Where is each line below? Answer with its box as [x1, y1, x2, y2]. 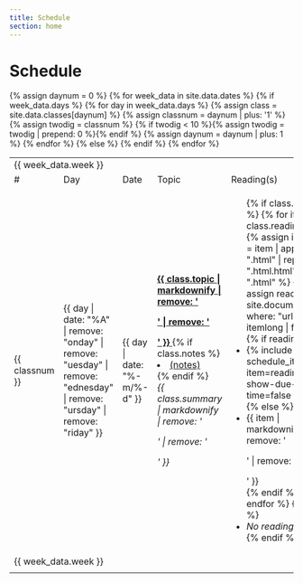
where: [246, 310, 276, 323]
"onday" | [62, 336, 104, 349]
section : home [9, 22, 63, 31]
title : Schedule [9, 13, 70, 23]
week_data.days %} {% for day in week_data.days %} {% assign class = [9, 100, 278, 111]
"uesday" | [62, 359, 109, 371]
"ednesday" [62, 381, 115, 394]
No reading [246, 521, 295, 533]
